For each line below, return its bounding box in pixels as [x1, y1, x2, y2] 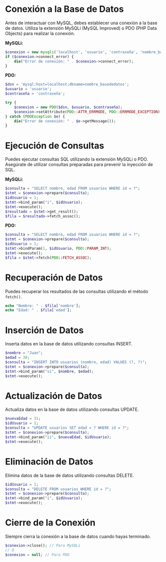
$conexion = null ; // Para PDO [5, 552, 70, 557]
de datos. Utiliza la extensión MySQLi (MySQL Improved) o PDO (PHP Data [5, 25, 157, 31]
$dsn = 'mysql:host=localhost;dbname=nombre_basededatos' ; [5, 82, 129, 87]
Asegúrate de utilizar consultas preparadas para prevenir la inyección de [5, 162, 153, 168]
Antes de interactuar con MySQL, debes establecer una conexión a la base [5, 20, 158, 26]
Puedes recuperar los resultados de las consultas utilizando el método [5, 288, 148, 294]
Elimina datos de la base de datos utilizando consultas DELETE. [5, 472, 134, 478]
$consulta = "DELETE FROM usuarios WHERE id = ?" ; [5, 487, 112, 492]
